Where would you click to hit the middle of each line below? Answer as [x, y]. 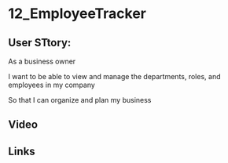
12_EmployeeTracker [77, 14]
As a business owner [42, 61]
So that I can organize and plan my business [80, 100]
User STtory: [40, 43]
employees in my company [52, 85]
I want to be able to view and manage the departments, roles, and [114, 76]
